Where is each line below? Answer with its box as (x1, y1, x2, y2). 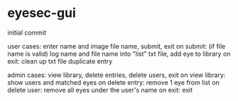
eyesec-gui (7, 5, 76, 21)
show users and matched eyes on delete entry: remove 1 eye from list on (7, 78, 220, 86)
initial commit (7, 28, 47, 37)
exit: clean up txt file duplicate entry (7, 57, 113, 65)
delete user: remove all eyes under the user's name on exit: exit (7, 85, 193, 94)
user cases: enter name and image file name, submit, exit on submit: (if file (7, 42, 226, 50)
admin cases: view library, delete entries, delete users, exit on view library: (7, 71, 226, 79)
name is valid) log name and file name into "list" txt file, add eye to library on (7, 49, 231, 58)
